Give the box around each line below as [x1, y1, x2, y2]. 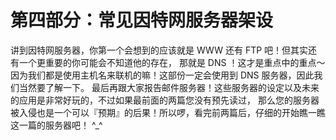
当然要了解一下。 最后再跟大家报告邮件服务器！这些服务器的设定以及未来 [18, 81, 320, 93]
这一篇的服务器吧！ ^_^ [10, 119, 103, 131]
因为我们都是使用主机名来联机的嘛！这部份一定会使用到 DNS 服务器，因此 [10, 69, 315, 81]
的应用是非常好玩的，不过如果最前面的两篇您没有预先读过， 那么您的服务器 [10, 94, 320, 106]
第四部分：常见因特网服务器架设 [10, 9, 274, 32]
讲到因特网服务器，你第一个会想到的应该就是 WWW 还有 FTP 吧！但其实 [10, 44, 309, 56]
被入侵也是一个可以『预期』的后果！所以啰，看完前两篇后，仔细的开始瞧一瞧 [10, 106, 326, 118]
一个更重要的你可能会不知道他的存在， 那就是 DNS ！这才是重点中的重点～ [18, 56, 326, 68]
